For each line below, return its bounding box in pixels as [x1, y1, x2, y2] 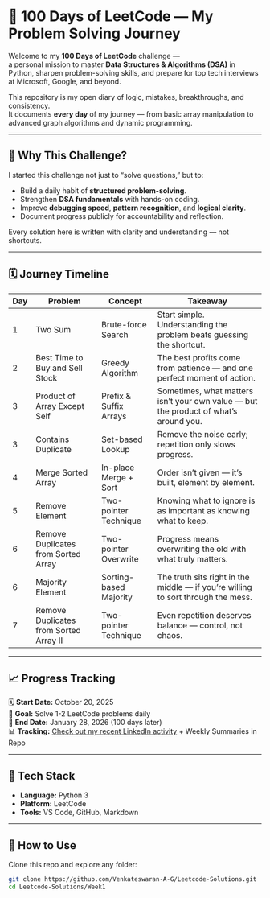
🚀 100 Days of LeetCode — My [8, 7, 214, 26]
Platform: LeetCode [19, 799, 87, 809]
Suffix [101, 400, 124, 411]
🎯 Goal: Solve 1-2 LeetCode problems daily [8, 709, 151, 719]
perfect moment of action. [157, 372, 256, 383]
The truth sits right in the [157, 571, 251, 583]
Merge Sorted [35, 467, 88, 478]
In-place [101, 462, 135, 473]
